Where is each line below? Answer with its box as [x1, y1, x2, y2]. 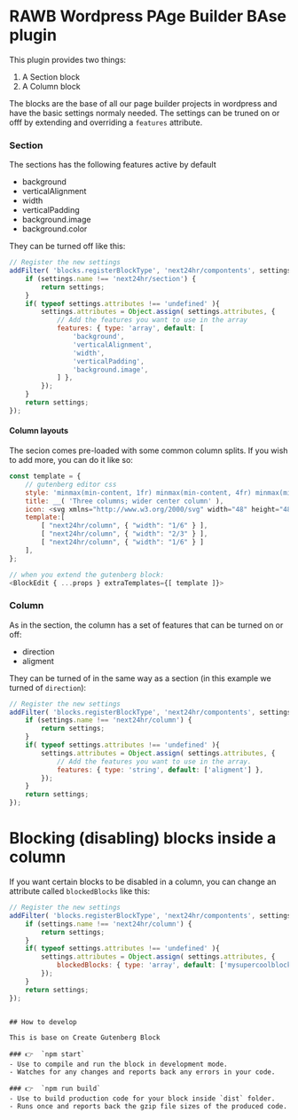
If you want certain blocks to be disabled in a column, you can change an [9, 876, 277, 888]
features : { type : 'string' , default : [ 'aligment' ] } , [56, 765, 264, 774]
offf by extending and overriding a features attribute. [9, 117, 203, 128]
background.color [21, 223, 88, 234]
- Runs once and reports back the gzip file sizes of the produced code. [9, 1101, 288, 1110]
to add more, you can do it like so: [9, 455, 133, 466]
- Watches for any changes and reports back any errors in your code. [9, 1067, 276, 1077]
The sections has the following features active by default [9, 160, 217, 170]
